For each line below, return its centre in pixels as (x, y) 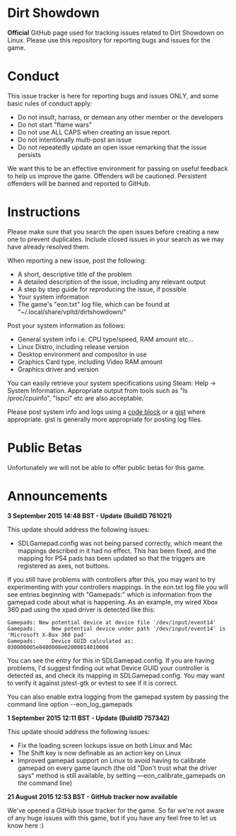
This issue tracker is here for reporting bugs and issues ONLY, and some (113, 96)
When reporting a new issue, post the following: (77, 260)
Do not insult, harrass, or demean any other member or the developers (120, 117)
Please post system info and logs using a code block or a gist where (107, 411)
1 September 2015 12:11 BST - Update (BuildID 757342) (88, 718)
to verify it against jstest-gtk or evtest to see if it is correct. (93, 683)
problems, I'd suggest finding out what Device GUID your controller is (108, 668)
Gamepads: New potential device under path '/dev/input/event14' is (117, 629)
